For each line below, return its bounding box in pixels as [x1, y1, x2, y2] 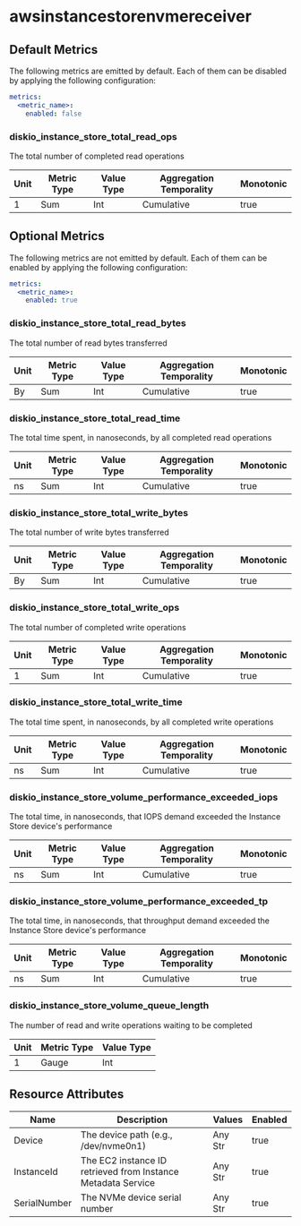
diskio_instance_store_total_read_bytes [9, 317, 186, 330]
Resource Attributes [9, 1086, 125, 1102]
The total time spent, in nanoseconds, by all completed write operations [9, 716, 274, 727]
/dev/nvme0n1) [80, 1139, 146, 1152]
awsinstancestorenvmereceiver [9, 6, 253, 27]
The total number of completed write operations [9, 622, 186, 632]
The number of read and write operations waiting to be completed [9, 1019, 253, 1031]
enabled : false [25, 109, 82, 118]
